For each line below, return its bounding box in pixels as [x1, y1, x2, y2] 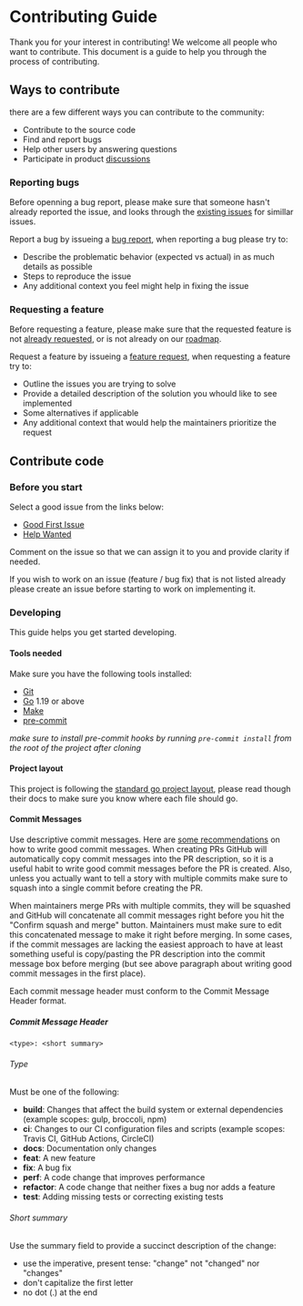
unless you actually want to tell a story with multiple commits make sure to [9, 872, 288, 883]
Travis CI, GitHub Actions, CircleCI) [22, 1133, 155, 1145]
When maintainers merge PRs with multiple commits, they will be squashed [9, 900, 291, 910]
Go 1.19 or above [22, 695, 85, 706]
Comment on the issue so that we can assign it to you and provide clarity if [9, 547, 289, 558]
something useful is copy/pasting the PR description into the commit [9, 948, 266, 959]
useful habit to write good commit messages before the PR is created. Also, [9, 863, 293, 874]
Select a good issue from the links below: [9, 501, 165, 512]
